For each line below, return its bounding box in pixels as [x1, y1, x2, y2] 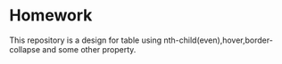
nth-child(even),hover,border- [163, 35, 274, 45]
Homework [9, 5, 93, 26]
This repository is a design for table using [9, 35, 162, 45]
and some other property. [42, 44, 137, 54]
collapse [9, 44, 41, 54]
